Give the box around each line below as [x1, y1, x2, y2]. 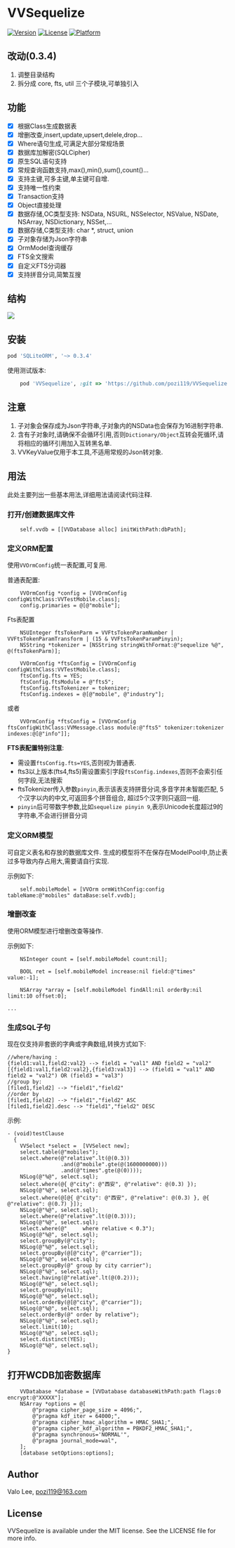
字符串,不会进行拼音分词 [17, 811, 88, 820]
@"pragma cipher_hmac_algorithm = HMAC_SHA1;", [32, 1419, 174, 1426]
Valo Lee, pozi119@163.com [7, 1487, 88, 1495]
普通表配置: [7, 576, 41, 584]
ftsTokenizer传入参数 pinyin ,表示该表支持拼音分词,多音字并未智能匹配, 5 [17, 785, 224, 794]
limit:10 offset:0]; [7, 993, 68, 1000]
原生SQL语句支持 [17, 157, 67, 165]
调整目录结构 [17, 70, 55, 79]
